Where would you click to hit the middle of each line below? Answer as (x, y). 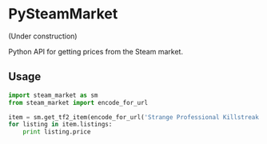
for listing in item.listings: (60, 125)
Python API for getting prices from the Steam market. (96, 51)
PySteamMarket (63, 14)
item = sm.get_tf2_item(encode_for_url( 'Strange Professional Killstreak (134, 117)
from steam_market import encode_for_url (78, 102)
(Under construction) (43, 36)
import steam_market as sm (53, 95)
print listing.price (57, 132)
